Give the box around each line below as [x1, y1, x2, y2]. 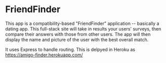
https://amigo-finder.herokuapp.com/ [5, 52, 84, 58]
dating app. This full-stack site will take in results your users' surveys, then [5, 25, 161, 31]
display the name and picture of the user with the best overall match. [5, 37, 149, 43]
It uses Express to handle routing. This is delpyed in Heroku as [5, 46, 136, 52]
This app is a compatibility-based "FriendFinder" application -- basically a [5, 20, 159, 26]
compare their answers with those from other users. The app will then [5, 31, 151, 37]
